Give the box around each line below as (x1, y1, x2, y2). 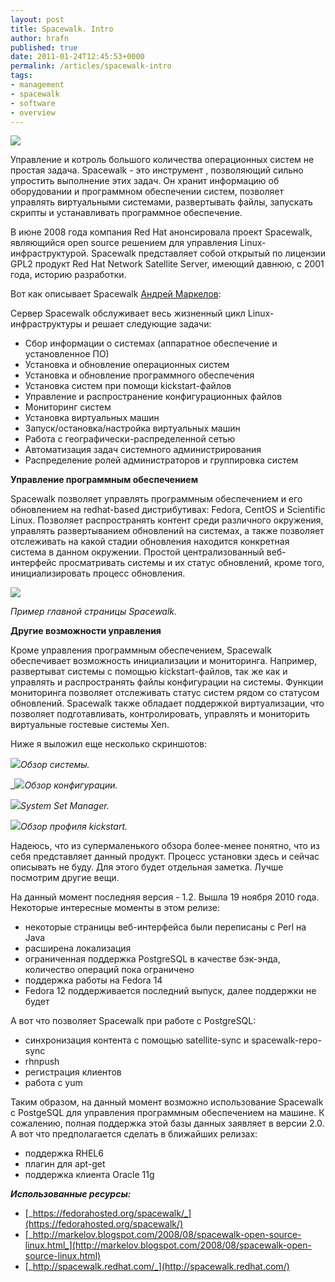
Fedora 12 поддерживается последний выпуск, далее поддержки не (24, 985, 317, 997)
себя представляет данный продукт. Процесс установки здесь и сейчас (10, 851, 320, 863)
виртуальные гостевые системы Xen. (10, 719, 170, 731)
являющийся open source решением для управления (10, 237, 238, 249)
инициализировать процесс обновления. (10, 567, 186, 580)
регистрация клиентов (24, 1066, 122, 1078)
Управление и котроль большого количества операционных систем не (10, 154, 315, 166)
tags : (10, 71, 33, 81)
